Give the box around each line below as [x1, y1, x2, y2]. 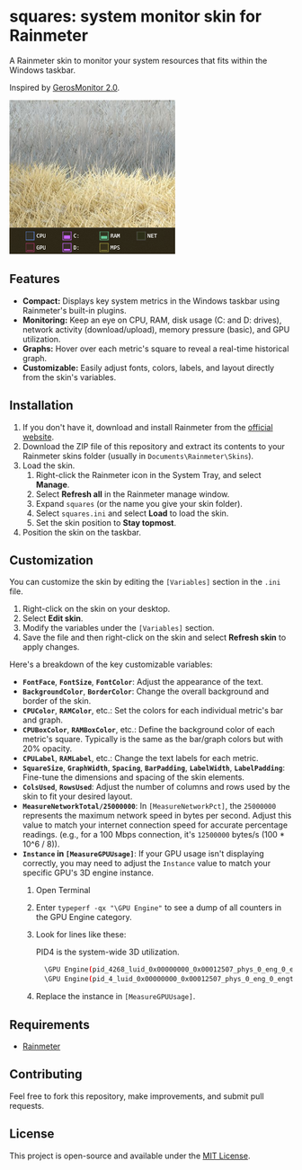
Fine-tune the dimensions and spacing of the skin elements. [22, 772, 245, 783]
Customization [9, 553, 94, 568]
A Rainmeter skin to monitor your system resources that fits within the [9, 55, 268, 66]
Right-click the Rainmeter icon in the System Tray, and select [35, 469, 262, 480]
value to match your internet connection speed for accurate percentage [22, 820, 289, 830]
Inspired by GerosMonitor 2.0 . [9, 82, 120, 93]
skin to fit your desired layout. [22, 791, 133, 802]
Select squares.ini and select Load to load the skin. [35, 508, 229, 519]
